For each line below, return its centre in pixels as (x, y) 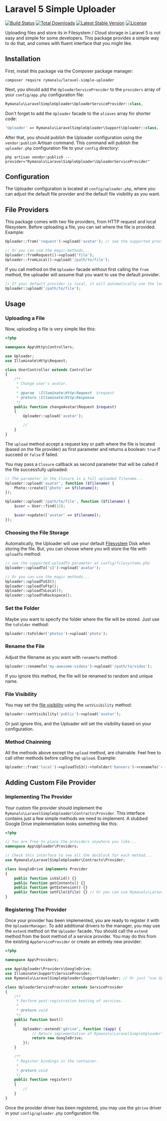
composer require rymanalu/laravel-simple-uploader (60, 80)
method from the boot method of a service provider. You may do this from (81, 936)
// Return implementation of (62, 1034)
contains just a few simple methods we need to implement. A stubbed (77, 818)
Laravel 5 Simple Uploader (60, 9)
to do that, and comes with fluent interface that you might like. (69, 43)
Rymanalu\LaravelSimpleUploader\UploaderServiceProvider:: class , (74, 104)
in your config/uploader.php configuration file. (53, 1113)
